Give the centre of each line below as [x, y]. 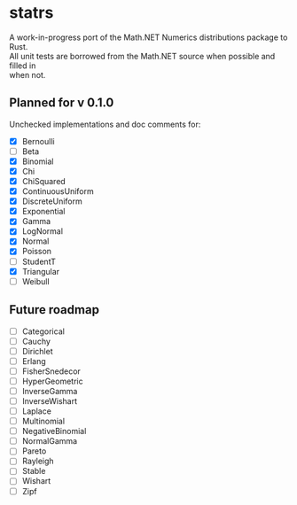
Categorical [43, 331]
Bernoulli [38, 141]
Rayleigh [38, 461]
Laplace [36, 411]
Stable [34, 471]
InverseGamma [50, 391]
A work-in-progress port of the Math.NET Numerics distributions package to [148, 37]
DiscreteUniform [52, 201]
